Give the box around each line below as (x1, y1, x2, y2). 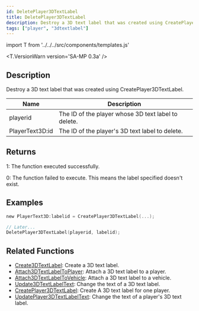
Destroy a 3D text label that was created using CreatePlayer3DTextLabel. (6, 86, 184, 93)
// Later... (6, 224, 36, 230)
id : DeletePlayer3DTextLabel (6, 8, 78, 15)
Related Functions (6, 246, 75, 256)
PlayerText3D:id (9, 127, 53, 135)
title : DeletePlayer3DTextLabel (6, 14, 86, 20)
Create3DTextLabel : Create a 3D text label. (14, 262, 120, 269)
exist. (6, 180, 20, 187)
